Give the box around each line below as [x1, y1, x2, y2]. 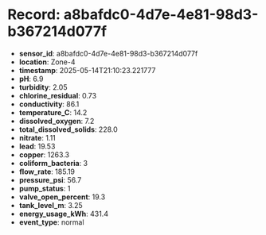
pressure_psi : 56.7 [18, 175, 82, 184]
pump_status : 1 [18, 183, 71, 193]
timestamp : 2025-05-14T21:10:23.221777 [18, 65, 156, 75]
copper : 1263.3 [18, 149, 69, 160]
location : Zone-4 [18, 57, 76, 67]
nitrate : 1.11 [18, 133, 57, 142]
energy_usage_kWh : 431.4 [18, 209, 109, 218]
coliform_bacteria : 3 [18, 158, 88, 168]
